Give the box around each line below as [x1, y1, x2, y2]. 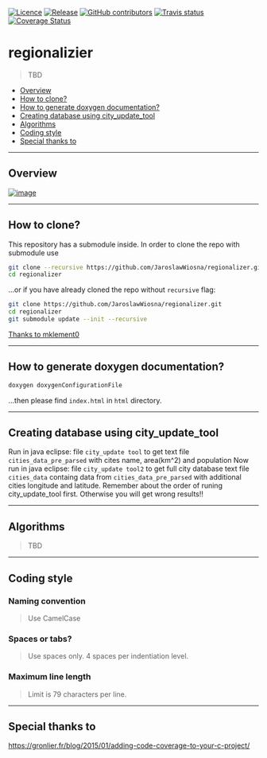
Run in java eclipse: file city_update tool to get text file [8, 447, 190, 457]
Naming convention [8, 595, 86, 606]
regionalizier [8, 44, 94, 62]
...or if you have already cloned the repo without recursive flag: [8, 285, 216, 294]
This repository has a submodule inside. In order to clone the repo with [8, 239, 240, 249]
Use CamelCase [27, 613, 81, 623]
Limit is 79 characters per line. [27, 689, 127, 699]
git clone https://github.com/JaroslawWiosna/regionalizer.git [8, 301, 222, 309]
